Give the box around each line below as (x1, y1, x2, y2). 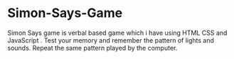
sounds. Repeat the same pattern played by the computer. (7, 43, 178, 52)
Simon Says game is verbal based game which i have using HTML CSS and (7, 28, 228, 37)
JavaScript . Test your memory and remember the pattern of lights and (7, 36, 215, 44)
